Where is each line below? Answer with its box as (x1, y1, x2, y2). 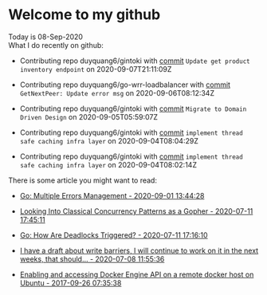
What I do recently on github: (8, 40, 104, 49)
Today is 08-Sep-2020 (8, 32, 84, 41)
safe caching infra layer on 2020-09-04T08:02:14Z (19, 159, 198, 169)
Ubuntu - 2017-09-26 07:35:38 (19, 277, 122, 288)
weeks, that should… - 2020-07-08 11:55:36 (19, 254, 165, 264)
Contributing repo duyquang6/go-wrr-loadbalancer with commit (19, 80, 231, 89)
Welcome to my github (8, 6, 161, 24)
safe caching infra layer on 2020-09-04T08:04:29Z (19, 136, 199, 145)
